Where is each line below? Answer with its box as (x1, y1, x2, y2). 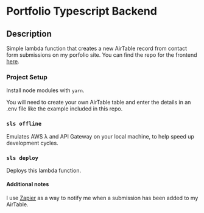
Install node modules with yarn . (6, 87, 85, 94)
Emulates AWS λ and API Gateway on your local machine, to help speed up (6, 132, 195, 140)
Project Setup (6, 73, 47, 81)
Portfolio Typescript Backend (6, 4, 157, 18)
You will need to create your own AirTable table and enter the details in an (6, 99, 191, 106)
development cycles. (6, 139, 59, 146)
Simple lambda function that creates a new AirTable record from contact (6, 45, 188, 52)
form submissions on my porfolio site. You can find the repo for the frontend (6, 51, 197, 59)
